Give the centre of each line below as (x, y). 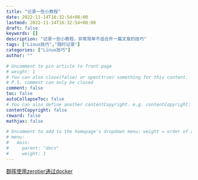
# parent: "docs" (33, 148)
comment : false (25, 88)
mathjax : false (25, 121)
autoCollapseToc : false (35, 99)
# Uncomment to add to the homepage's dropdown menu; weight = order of (97, 132)
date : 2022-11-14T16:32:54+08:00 (47, 17)
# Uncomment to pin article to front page (59, 66)
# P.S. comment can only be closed (50, 83)
